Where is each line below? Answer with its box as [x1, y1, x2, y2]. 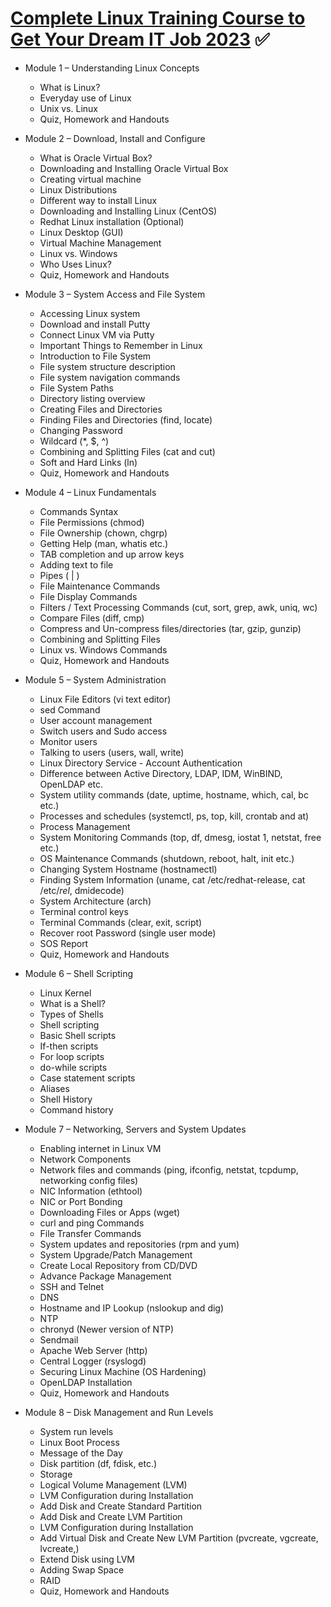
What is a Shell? [39, 997, 106, 1009]
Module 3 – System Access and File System [24, 288, 206, 300]
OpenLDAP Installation [39, 1376, 133, 1388]
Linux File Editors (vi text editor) [39, 693, 172, 705]
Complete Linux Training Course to [10, 7, 306, 30]
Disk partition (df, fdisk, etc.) [39, 1457, 158, 1469]
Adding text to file [39, 558, 114, 571]
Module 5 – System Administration [24, 673, 167, 686]
